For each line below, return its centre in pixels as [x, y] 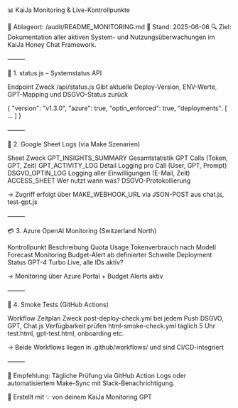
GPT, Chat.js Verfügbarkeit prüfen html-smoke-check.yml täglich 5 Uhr [111, 326]
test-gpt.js [22, 202]
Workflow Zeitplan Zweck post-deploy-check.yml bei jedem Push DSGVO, [115, 318]
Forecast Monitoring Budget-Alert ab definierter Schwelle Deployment [110, 255]
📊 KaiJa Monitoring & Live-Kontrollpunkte [69, 10]
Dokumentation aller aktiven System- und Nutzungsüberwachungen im [111, 37]
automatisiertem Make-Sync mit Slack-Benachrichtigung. [91, 383]
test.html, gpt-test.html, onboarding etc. [66, 333]
